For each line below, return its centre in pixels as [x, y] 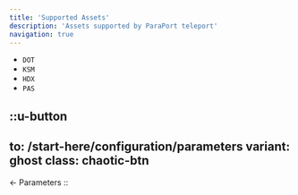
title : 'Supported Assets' [60, 17]
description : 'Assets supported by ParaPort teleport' [114, 26]
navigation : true [42, 34]
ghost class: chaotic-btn [79, 161]
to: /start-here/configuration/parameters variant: [150, 147]
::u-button [38, 116]
